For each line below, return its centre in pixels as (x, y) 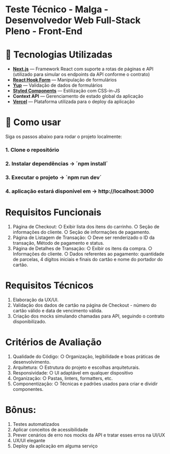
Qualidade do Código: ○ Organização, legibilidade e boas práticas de (86, 356)
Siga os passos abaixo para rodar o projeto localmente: (64, 136)
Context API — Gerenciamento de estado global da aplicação (78, 96)
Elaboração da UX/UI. (36, 300)
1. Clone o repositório (32, 150)
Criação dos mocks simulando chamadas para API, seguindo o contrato (89, 316)
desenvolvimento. (32, 362)
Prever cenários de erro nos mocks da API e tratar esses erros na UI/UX (89, 435)
